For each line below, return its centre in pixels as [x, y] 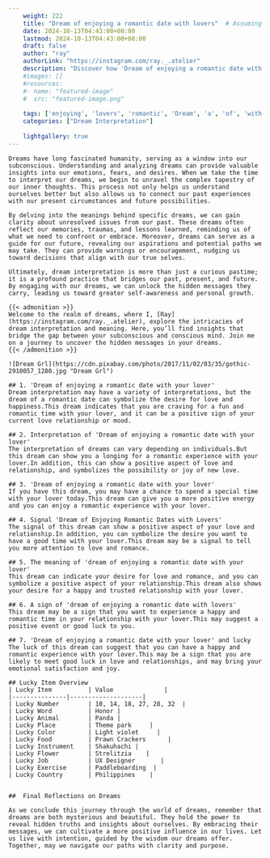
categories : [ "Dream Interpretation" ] [88, 121]
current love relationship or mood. [70, 421]
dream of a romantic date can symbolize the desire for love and [120, 399]
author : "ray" [46, 53]
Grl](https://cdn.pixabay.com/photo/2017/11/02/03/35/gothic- [144, 364]
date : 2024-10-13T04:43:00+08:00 [79, 31]
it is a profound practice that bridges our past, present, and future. [133, 279]
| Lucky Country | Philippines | [81, 775]
